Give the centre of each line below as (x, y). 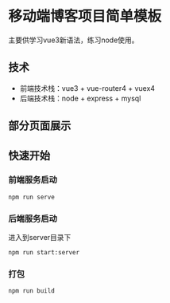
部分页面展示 (40, 126)
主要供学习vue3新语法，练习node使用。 (73, 40)
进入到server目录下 (40, 238)
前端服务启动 (33, 180)
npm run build (32, 291)
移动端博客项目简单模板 (85, 16)
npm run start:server (44, 253)
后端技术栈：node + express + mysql (80, 98)
